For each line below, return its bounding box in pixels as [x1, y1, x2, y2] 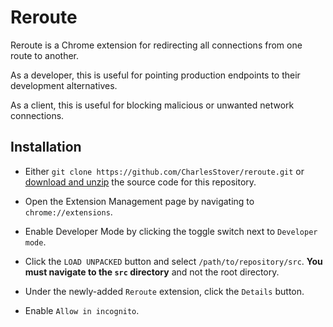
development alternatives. [10, 79, 118, 91]
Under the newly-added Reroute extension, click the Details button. [24, 285, 305, 297]
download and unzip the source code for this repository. [24, 176, 257, 188]
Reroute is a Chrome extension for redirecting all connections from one [10, 39, 303, 51]
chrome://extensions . [24, 206, 113, 218]
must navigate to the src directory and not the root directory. [24, 266, 280, 278]
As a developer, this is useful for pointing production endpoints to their [10, 69, 301, 81]
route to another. [10, 49, 80, 61]
